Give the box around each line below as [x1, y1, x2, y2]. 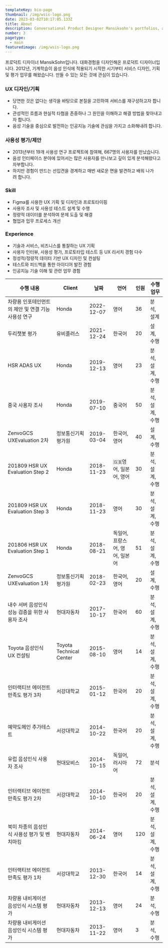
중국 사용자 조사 [7, 401, 43, 409]
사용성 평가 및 [13, 831, 44, 838]
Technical [56, 648, 79, 655]
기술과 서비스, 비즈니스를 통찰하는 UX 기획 [12, 242, 95, 248]
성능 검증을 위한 [7, 608, 43, 615]
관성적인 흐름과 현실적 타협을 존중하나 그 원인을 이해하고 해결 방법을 [12, 110, 145, 116]
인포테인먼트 [22, 298, 51, 305]
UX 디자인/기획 [5, 85, 40, 92]
